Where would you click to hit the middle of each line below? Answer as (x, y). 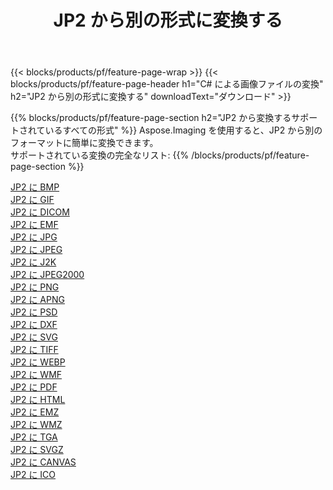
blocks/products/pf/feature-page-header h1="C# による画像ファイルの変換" (167, 84)
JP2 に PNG (35, 287)
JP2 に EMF (34, 225)
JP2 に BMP (35, 187)
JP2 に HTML (38, 400)
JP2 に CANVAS (43, 462)
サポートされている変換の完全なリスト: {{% (100, 155)
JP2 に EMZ (35, 412)
